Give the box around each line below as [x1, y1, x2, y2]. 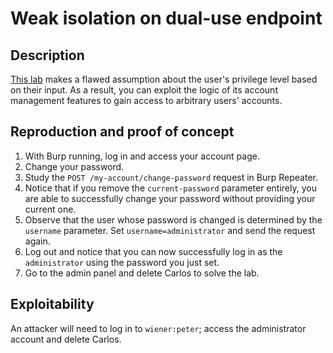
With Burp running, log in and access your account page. [24, 150, 260, 162]
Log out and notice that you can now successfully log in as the [24, 245, 283, 257]
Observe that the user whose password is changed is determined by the [24, 213, 323, 226]
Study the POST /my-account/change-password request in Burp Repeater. [24, 171, 318, 183]
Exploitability [10, 296, 95, 313]
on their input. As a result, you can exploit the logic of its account [10, 84, 278, 96]
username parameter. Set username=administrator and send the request [24, 224, 316, 236]
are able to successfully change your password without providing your [24, 192, 316, 204]
